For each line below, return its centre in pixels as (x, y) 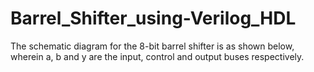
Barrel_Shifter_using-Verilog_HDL (153, 18)
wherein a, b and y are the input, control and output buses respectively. (157, 56)
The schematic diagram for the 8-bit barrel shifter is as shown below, (152, 46)
